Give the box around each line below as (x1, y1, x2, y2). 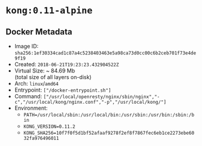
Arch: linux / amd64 (14, 80, 59, 87)
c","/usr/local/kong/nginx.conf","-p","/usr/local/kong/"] (14, 99, 167, 105)
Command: (14, 93, 42, 100)
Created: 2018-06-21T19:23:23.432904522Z (14, 61, 119, 68)
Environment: (14, 104, 48, 112)
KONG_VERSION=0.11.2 (23, 124, 76, 130)
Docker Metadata (5, 27, 73, 37)
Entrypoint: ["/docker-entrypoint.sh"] (14, 86, 111, 94)
